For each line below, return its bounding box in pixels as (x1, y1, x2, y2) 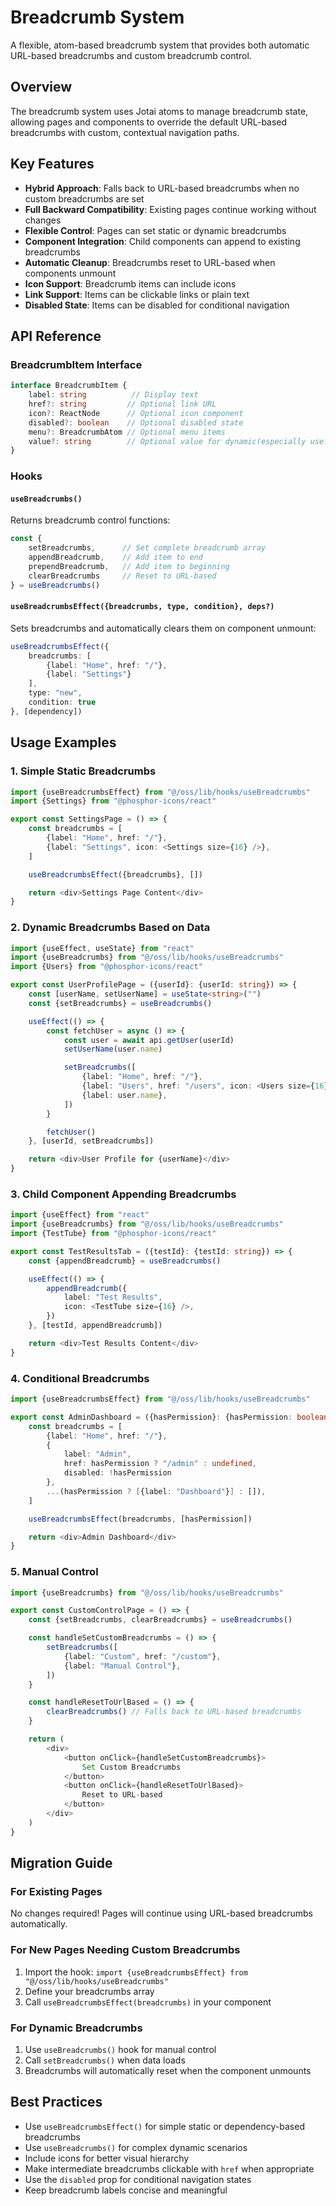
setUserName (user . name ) (63, 1044, 163, 1055)
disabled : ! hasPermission (63, 1468, 172, 1478)
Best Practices (10, 2094, 103, 2111)
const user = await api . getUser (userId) (63, 1035, 235, 1045)
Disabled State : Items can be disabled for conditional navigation (24, 299, 290, 311)
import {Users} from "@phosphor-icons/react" (10, 962, 203, 972)
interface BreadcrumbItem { (10, 381, 128, 391)
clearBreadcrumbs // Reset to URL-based (28, 571, 217, 581)
